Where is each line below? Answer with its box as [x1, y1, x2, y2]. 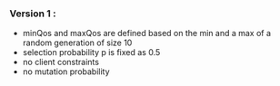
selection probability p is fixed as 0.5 [22, 47, 161, 58]
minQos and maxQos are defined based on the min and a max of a [22, 28, 271, 39]
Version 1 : [9, 7, 56, 20]
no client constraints [22, 57, 100, 68]
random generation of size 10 [22, 37, 133, 48]
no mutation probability [22, 66, 111, 77]
